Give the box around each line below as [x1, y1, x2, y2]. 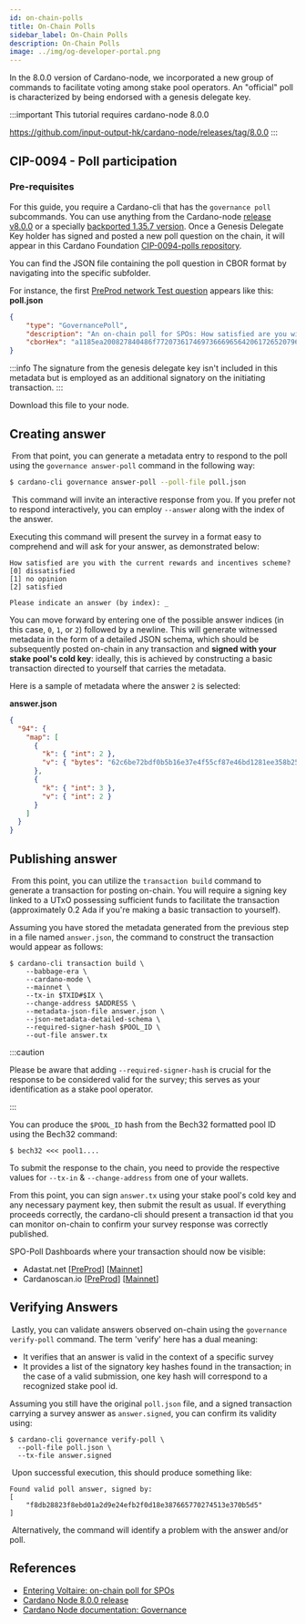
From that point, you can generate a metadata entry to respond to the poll [11, 450, 288, 461]
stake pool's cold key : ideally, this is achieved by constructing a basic [9, 653, 273, 663]
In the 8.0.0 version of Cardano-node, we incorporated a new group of [9, 72, 274, 83]
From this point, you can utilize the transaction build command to [11, 875, 262, 886]
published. [9, 1228, 49, 1239]
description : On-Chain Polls [9, 38, 120, 48]
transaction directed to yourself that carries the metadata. [9, 663, 227, 673]
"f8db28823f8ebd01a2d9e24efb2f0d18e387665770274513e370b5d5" [25, 1500, 262, 1509]
